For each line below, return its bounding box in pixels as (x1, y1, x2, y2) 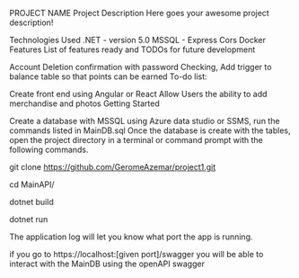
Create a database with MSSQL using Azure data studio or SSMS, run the (9, 116, 280, 126)
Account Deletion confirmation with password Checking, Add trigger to (9, 62, 272, 72)
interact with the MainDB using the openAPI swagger (9, 258, 205, 269)
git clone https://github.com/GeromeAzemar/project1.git (9, 162, 216, 172)
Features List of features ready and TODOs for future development (9, 44, 256, 55)
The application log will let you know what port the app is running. (9, 231, 253, 242)
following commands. (9, 144, 89, 155)
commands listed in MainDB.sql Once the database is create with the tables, (9, 125, 291, 136)
